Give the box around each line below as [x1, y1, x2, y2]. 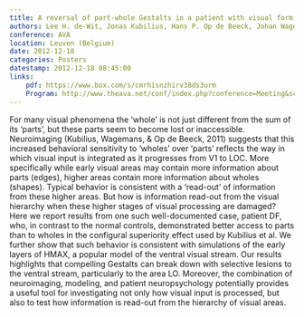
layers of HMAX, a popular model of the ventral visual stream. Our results [9, 248, 282, 259]
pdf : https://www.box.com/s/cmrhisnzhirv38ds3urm [25, 81, 217, 90]
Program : [25, 89, 59, 98]
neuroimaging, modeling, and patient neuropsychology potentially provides [9, 277, 290, 288]
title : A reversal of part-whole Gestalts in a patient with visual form [9, 13, 294, 23]
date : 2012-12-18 [9, 47, 75, 56]
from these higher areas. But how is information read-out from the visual [9, 191, 280, 202]
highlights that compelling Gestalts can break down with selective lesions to [9, 258, 292, 269]
